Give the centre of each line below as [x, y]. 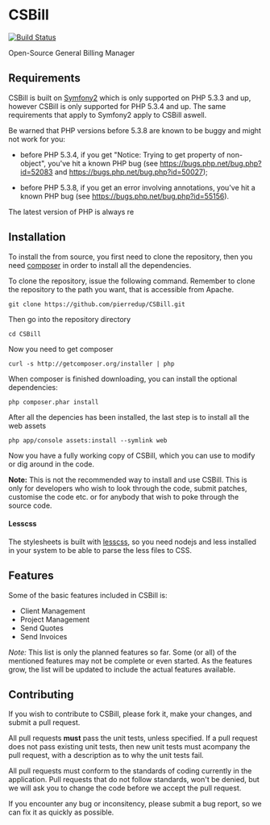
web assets [27, 425]
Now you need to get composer [61, 349]
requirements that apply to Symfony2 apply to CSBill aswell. [108, 115]
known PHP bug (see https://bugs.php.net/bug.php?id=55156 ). [125, 196]
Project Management [55, 619]
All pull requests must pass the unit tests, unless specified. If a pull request [133, 738]
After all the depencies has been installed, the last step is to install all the [129, 417]
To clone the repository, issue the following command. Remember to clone [132, 281]
